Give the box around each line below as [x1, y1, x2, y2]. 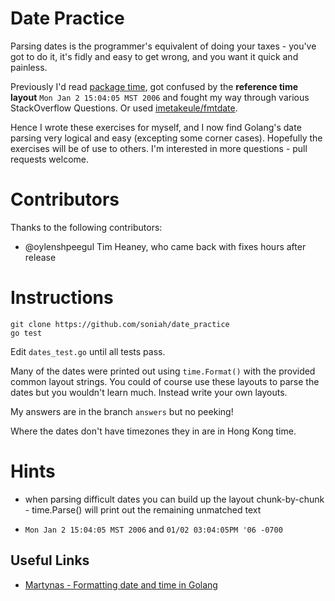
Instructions [10, 287, 114, 309]
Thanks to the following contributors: [10, 221, 163, 233]
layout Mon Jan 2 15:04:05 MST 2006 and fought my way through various [10, 91, 310, 103]
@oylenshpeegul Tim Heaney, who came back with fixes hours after [24, 240, 307, 252]
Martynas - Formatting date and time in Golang [24, 578, 218, 591]
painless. [10, 61, 48, 73]
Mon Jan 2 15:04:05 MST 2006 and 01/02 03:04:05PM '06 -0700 [24, 523, 283, 535]
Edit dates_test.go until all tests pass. [10, 345, 166, 357]
